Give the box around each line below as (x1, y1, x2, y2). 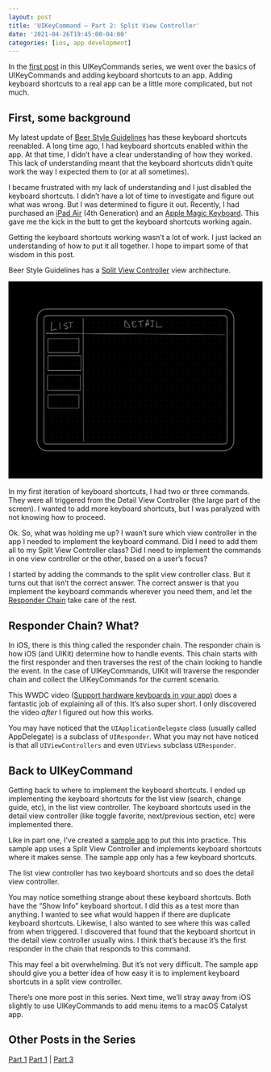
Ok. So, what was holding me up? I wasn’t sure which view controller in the (8, 528, 257, 538)
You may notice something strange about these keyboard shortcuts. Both (8, 892, 252, 901)
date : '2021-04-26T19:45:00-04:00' (8, 30, 128, 38)
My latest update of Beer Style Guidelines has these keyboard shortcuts (8, 133, 248, 142)
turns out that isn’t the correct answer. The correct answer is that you (8, 578, 240, 588)
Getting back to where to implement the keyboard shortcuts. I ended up (8, 785, 246, 795)
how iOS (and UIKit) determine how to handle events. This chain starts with (8, 649, 258, 659)
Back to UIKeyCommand (8, 764, 133, 778)
